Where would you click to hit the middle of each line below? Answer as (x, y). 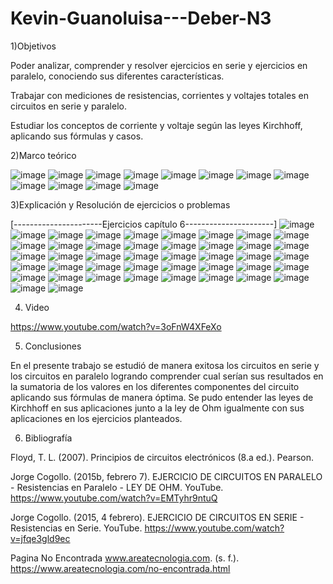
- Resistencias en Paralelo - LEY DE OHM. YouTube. (117, 487)
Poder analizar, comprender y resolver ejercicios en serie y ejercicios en (159, 65)
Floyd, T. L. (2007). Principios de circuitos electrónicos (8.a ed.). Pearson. (162, 457)
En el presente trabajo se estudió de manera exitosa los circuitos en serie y (165, 365)
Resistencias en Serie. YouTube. (76, 528)
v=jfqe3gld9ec (40, 538)
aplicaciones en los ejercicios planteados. (96, 418)
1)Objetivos (33, 46)
